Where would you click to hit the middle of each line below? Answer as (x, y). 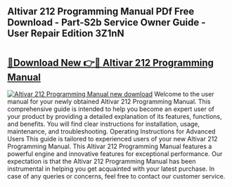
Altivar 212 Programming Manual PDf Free (101, 12)
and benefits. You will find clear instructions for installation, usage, (104, 124)
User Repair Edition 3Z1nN (66, 33)
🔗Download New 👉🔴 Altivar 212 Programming (111, 63)
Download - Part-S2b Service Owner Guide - (107, 23)
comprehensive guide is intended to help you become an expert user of (111, 109)
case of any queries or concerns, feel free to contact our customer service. (116, 176)
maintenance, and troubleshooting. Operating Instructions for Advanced (111, 131)
